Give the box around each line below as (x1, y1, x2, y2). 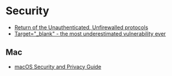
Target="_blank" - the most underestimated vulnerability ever (14, 30, 166, 37)
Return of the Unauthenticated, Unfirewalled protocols (14, 24, 149, 31)
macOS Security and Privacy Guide (14, 63, 101, 70)
